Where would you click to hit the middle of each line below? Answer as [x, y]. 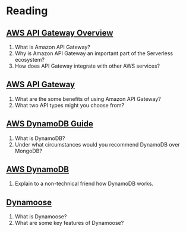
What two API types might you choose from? [70, 105]
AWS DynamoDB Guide [50, 124]
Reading [27, 11]
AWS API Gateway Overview [60, 33]
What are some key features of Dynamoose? [69, 223]
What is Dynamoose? [41, 217]
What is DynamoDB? [40, 138]
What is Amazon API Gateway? [52, 47]
